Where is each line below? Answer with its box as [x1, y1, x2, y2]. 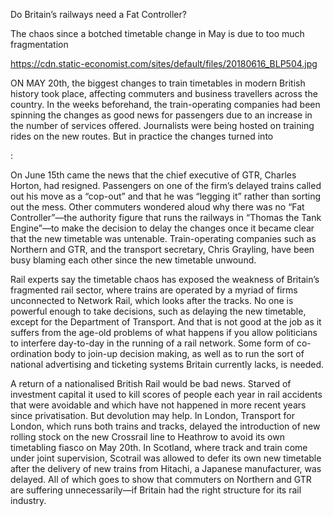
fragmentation [10, 39, 69, 50]
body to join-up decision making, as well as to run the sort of [54, 348, 305, 359]
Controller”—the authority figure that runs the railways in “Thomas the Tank [10, 212, 322, 223]
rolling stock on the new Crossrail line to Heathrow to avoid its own [10, 431, 285, 443]
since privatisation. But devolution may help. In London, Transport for [10, 410, 295, 421]
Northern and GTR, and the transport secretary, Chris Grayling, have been [10, 244, 315, 255]
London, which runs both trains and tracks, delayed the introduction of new [10, 420, 321, 432]
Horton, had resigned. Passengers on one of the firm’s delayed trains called [10, 180, 322, 191]
